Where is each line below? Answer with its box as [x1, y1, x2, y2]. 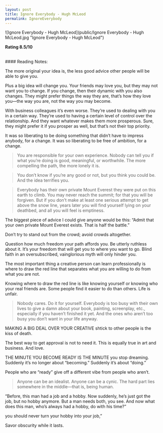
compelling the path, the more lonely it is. [17, 163, 100, 169]
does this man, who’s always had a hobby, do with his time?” [5, 404, 127, 410]
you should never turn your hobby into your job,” [5, 413, 102, 419]
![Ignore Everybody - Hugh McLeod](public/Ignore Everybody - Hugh [5, 30, 145, 36]
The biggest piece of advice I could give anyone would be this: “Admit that [5, 217, 154, 223]
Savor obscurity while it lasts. [5, 422, 64, 429]
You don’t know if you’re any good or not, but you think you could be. [17, 172, 156, 178]
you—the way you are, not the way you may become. [5, 98, 112, 104]
